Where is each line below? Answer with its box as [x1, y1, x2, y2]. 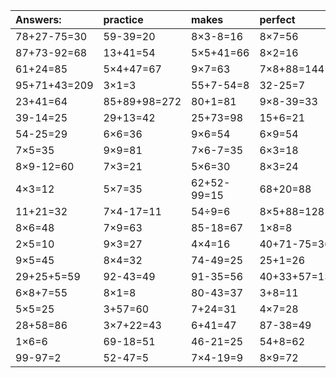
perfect [259, 13, 296, 26]
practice [103, 13, 144, 26]
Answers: [15, 13, 62, 26]
